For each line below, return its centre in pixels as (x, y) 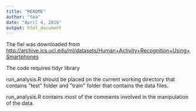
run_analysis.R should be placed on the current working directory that (91, 79)
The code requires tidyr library (43, 68)
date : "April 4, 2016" (34, 22)
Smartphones (23, 57)
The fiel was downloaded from (43, 44)
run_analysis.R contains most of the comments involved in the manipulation (97, 97)
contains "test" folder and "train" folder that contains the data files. (87, 86)
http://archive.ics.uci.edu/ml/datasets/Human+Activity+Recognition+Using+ (98, 51)
